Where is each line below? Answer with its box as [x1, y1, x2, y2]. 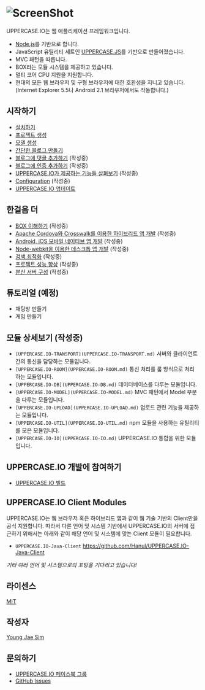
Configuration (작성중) [15, 177, 70, 184]
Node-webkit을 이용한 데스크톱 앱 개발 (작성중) [15, 245, 129, 252]
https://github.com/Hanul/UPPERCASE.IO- [82, 542, 190, 549]
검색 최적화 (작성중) [15, 252, 62, 260]
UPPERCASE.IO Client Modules [6, 497, 127, 508]
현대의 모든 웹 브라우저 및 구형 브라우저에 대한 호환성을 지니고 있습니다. [15, 79, 185, 86]
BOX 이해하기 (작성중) [15, 222, 69, 230]
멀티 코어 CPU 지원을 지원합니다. [15, 71, 94, 78]
